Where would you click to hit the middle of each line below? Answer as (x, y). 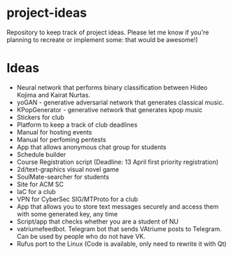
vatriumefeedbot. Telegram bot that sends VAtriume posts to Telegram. (119, 228)
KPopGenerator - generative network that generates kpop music (110, 109)
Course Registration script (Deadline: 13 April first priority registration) (118, 162)
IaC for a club (36, 191)
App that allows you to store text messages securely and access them (118, 206)
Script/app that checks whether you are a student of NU (98, 221)
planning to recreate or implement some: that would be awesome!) (103, 39)
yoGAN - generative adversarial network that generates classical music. (120, 102)
